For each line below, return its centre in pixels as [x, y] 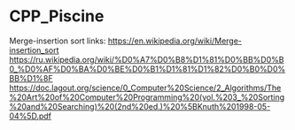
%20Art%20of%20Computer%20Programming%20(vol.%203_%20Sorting [147, 97]
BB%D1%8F [31, 78]
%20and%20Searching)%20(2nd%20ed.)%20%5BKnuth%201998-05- [140, 106]
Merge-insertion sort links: [58, 41]
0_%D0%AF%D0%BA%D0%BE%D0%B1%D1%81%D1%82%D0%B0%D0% [147, 69]
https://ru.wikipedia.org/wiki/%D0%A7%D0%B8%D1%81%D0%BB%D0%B [147, 59]
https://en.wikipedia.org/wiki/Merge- [175, 41]
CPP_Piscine [57, 16]
